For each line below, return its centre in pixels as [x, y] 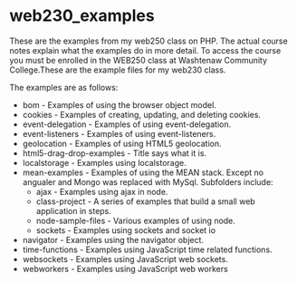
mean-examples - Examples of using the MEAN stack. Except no [143, 172]
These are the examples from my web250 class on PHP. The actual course [148, 41]
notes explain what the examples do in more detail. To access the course [145, 50]
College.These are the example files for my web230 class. [118, 70]
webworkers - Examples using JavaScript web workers [125, 268]
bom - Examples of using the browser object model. [120, 104]
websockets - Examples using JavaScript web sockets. [125, 259]
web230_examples [82, 16]
